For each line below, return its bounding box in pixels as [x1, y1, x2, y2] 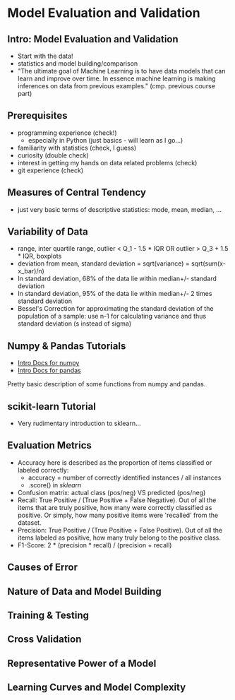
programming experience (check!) [17, 129, 117, 137]
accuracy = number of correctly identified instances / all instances [28, 473, 222, 482]
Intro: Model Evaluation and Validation [7, 33, 179, 45]
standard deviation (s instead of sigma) [17, 319, 132, 328]
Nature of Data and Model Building [7, 585, 162, 598]
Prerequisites [7, 109, 68, 121]
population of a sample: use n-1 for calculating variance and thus [17, 312, 207, 321]
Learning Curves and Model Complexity [7, 682, 186, 694]
